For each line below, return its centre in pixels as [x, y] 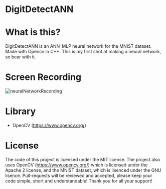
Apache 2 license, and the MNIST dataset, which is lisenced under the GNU [83, 170]
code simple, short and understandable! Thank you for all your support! [79, 181]
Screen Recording [43, 77]
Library [21, 111]
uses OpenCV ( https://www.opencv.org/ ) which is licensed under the [76, 165]
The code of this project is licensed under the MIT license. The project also [83, 159]
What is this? [33, 32]
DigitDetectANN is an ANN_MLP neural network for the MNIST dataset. [78, 46]
